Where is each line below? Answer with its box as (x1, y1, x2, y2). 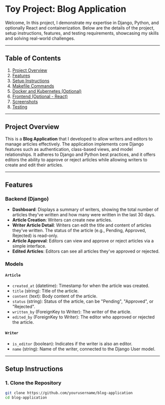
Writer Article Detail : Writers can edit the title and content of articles (12, 222, 151, 228)
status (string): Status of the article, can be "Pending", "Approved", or (12, 298, 154, 304)
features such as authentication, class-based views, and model (5, 146, 133, 152)
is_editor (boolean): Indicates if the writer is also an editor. (12, 341, 133, 347)
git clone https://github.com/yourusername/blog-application (5, 391, 133, 396)
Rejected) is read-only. (12, 232, 58, 239)
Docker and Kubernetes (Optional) (12, 88, 82, 94)
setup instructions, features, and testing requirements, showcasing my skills (5, 30, 159, 36)
